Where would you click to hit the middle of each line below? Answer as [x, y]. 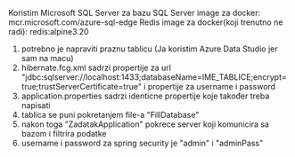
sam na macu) [47, 58]
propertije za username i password [212, 86]
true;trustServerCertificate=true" [81, 86]
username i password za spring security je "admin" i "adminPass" [142, 143]
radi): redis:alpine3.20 [49, 31]
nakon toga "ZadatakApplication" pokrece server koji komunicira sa [145, 124]
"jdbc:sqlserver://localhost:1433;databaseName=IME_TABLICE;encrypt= [154, 77]
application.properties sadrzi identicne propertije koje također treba [145, 96]
